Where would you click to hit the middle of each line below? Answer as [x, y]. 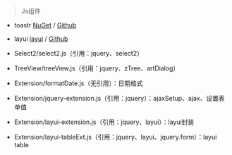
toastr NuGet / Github [45, 25]
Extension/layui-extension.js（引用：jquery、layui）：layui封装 [104, 122]
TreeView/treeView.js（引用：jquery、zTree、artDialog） [97, 68]
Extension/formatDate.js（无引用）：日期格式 [78, 83]
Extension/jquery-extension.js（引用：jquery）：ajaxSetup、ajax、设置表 [119, 98]
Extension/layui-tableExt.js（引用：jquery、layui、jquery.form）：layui [115, 137]
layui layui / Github [41, 39]
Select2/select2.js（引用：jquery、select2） [78, 53]
